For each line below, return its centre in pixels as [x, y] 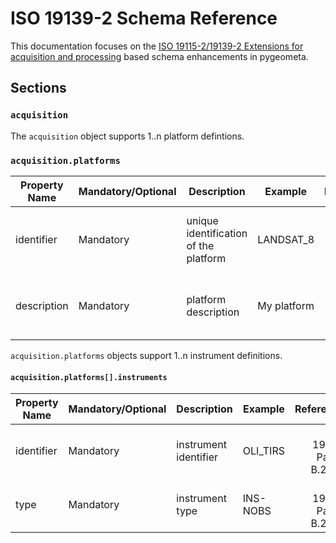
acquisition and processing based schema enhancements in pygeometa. [159, 56]
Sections [38, 88]
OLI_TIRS [263, 451]
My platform [286, 305]
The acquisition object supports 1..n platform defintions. [127, 136]
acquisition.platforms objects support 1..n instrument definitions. [146, 355]
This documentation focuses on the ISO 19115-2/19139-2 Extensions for [157, 46]
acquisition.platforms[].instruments [89, 377]
